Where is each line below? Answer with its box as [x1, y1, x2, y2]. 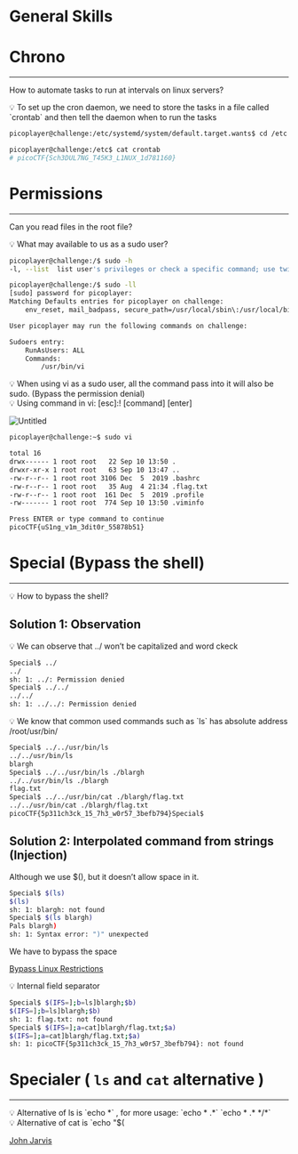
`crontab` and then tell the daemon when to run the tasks [9, 112, 217, 123]
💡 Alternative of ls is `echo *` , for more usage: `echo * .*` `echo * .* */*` [9, 1108, 271, 1118]
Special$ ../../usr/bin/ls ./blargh [9, 768, 145, 777]
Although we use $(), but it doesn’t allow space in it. [9, 871, 200, 882]
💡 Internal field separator [9, 980, 100, 991]
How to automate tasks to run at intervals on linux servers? [9, 85, 224, 95]
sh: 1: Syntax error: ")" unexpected [9, 930, 149, 940]
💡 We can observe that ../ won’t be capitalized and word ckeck [9, 641, 239, 651]
